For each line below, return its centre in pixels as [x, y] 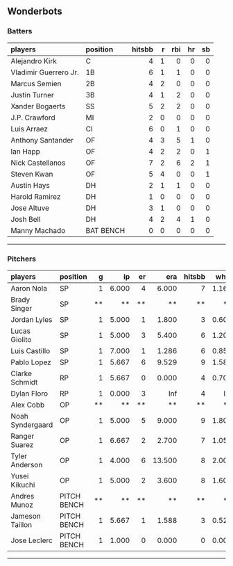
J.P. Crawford [33, 118]
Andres [23, 496]
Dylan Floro [29, 394]
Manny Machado [38, 230]
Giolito [21, 339]
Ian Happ [25, 151]
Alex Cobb [28, 405]
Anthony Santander [42, 140]
